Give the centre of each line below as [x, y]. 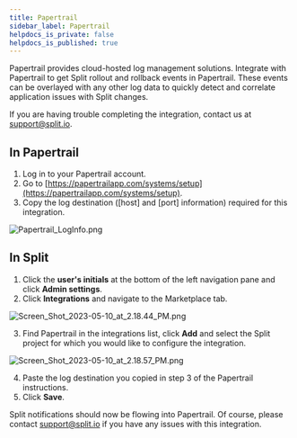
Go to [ [35, 183]
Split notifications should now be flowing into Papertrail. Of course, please [146, 414]
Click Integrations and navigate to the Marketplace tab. [125, 299]
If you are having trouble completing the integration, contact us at [131, 114]
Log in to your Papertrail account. [84, 174]
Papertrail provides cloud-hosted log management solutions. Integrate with [148, 68]
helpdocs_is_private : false [62, 34]
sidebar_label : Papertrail [60, 26]
